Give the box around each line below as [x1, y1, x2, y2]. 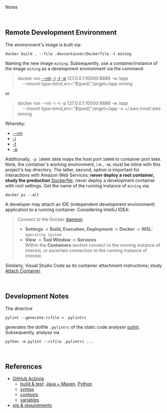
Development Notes [5, 292, 69, 300]
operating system [25, 232, 62, 237]
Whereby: [5, 120, 26, 127]
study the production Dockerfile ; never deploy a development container [5, 177, 155, 183]
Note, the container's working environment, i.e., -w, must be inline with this [5, 161, 161, 167]
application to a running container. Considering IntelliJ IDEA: [5, 206, 130, 213]
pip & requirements [12, 402, 52, 408]
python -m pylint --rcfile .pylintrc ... [5, 339, 94, 344]
